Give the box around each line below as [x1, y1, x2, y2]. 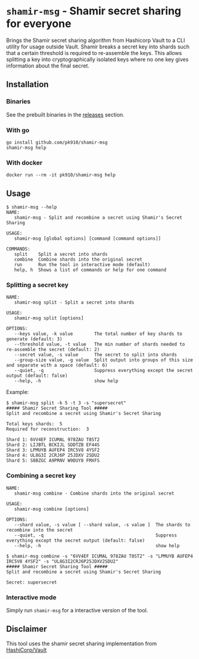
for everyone [6, 17, 71, 30]
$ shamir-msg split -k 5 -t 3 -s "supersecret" [6, 400, 127, 406]
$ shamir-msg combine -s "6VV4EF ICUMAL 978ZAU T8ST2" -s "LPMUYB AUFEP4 [6, 553, 194, 559]
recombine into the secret [6, 527, 73, 533]
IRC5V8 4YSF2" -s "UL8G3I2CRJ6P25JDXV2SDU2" [6, 558, 119, 565]
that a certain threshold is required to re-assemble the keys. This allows [6, 49, 182, 56]
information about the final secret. [6, 62, 89, 69]
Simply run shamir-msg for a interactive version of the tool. [6, 606, 148, 614]
